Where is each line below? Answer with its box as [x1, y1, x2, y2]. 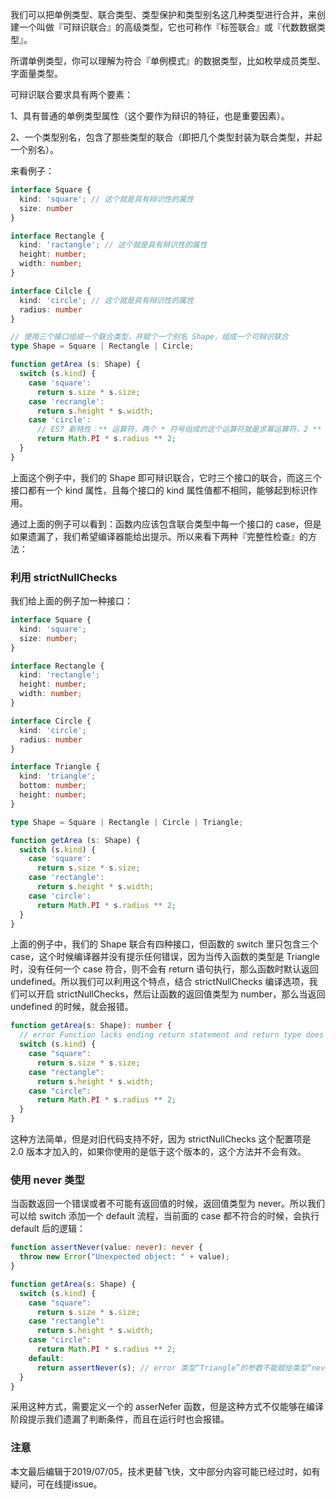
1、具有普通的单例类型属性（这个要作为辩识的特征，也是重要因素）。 [10, 110, 290, 122]
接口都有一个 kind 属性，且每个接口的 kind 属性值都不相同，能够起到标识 [10, 484, 310, 496]
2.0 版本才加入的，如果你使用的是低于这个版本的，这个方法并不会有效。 [10, 1146, 307, 1158]
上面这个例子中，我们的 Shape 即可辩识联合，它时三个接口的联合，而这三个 [10, 471, 322, 483]
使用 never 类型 [10, 1173, 85, 1187]
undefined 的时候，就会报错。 [10, 1001, 134, 1013]
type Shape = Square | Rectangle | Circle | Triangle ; [10, 817, 244, 827]
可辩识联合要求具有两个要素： [10, 89, 133, 100]
